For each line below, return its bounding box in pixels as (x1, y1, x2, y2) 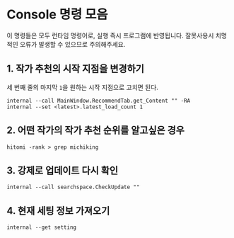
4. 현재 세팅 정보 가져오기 (6, 205, 110, 217)
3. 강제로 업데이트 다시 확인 (6, 164, 118, 176)
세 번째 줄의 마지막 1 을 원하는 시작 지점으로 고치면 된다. (6, 83, 158, 91)
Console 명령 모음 (6, 6, 108, 23)
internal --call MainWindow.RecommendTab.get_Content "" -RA (6, 97, 191, 104)
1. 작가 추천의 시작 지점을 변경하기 (6, 63, 144, 75)
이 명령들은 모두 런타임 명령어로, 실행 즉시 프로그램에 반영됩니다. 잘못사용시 (6, 31, 214, 40)
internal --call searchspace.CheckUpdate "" (6, 183, 140, 191)
